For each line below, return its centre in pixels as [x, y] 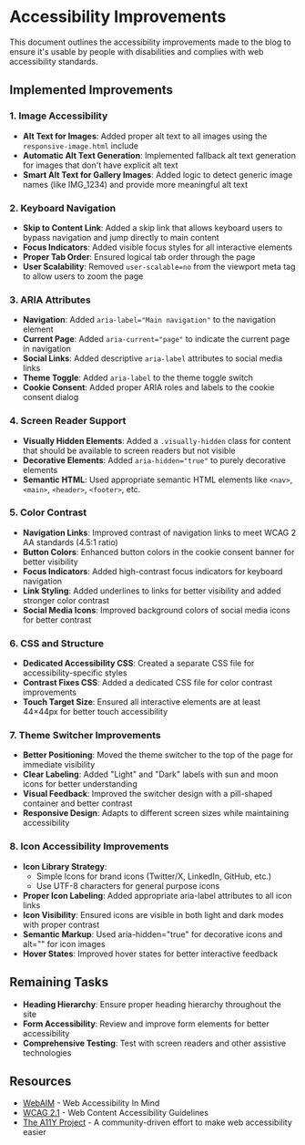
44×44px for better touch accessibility [95, 712]
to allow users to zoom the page [83, 276]
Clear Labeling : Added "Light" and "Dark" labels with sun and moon [151, 774]
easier [35, 1132]
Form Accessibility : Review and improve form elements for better [146, 1024]
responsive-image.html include [81, 145]
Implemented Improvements [91, 90]
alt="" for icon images [64, 944]
